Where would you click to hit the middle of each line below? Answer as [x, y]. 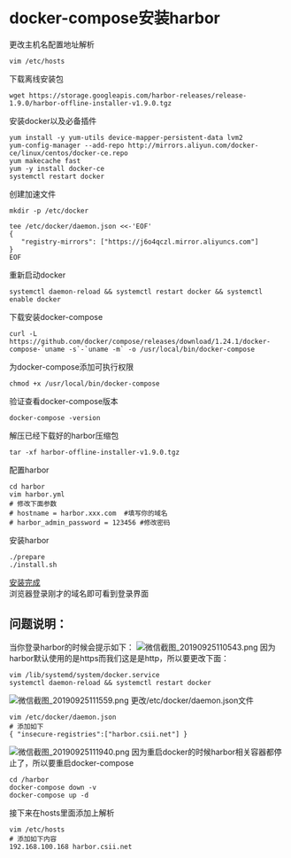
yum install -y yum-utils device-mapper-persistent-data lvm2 [126, 137]
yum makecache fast [45, 160]
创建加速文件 [32, 194]
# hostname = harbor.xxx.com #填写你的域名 [88, 513]
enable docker [35, 299]
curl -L [23, 333]
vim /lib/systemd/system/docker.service [85, 675]
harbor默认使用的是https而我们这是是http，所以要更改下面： [119, 658]
